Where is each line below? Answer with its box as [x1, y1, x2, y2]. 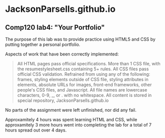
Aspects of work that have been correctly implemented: [5, 51, 119, 57]
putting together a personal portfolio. [5, 42, 81, 47]
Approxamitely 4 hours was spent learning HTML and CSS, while [5, 117, 137, 122]
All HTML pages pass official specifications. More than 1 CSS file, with [17, 61, 161, 66]
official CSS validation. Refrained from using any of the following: [17, 71, 150, 77]
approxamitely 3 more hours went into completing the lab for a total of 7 [5, 122, 152, 128]
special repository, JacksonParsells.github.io [17, 97, 109, 103]
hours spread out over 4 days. [5, 127, 67, 133]
